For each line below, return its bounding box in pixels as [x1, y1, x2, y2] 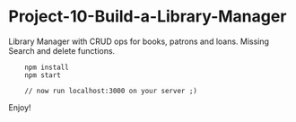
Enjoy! [8, 101, 32, 113]
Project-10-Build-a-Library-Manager [8, 6, 287, 27]
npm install [24, 63, 69, 72]
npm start [24, 70, 62, 80]
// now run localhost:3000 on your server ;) [24, 86, 198, 95]
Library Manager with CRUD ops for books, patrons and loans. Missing [8, 36, 270, 47]
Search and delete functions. [8, 45, 116, 56]
